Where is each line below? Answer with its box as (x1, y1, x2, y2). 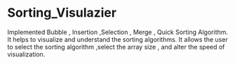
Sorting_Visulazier (7, 5, 117, 21)
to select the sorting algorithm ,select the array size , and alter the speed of (7, 42, 225, 51)
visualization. (7, 50, 46, 58)
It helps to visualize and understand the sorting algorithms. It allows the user (7, 35, 228, 43)
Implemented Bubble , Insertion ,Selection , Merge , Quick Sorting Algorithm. (7, 28, 229, 36)
